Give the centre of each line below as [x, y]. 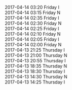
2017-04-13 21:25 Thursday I [35, 50]
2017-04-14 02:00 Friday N [33, 44]
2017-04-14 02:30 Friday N [33, 23]
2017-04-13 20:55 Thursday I [35, 61]
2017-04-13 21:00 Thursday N [36, 55]
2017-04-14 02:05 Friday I [32, 39]
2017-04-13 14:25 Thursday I [35, 82]
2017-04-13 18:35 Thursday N [36, 66]
